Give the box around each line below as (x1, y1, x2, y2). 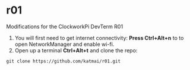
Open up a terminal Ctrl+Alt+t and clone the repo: (14, 46, 138, 54)
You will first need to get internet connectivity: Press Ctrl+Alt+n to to (14, 34, 184, 41)
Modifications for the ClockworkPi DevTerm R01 (6, 23, 123, 30)
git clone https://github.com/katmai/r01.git (6, 58, 121, 64)
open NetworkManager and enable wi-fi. (14, 41, 115, 48)
